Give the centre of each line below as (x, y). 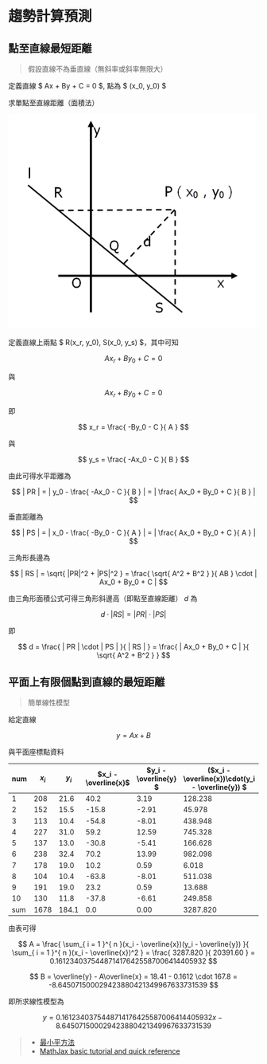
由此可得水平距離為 (40, 476)
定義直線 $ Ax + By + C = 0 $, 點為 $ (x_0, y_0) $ (87, 86)
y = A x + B (133, 736)
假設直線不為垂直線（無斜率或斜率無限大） (97, 69)
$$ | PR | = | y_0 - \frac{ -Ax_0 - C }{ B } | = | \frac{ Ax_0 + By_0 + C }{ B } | (133, 492)
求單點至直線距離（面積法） (54, 103)
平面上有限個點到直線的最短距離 (87, 682)
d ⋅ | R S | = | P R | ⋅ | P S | (133, 614)
